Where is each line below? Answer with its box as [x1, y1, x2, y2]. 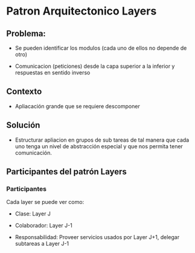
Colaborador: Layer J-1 [14, 222, 72, 229]
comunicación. [14, 149, 53, 156]
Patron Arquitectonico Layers [6, 4, 157, 18]
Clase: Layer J [14, 210, 51, 217]
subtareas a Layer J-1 [14, 240, 69, 248]
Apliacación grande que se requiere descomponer [14, 102, 140, 110]
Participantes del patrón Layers [6, 166, 127, 177]
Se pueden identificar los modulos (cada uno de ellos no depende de [14, 44, 187, 51]
